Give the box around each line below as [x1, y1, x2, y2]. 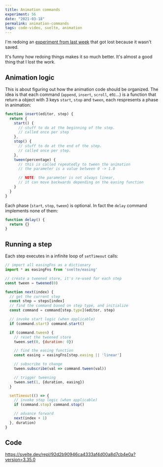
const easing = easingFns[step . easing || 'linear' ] [14, 353, 122, 358]
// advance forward [14, 411, 54, 416]
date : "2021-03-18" [5, 16, 45, 21]
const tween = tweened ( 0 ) [5, 280, 58, 285]
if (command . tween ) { [9, 330, 54, 335]
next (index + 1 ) [14, 416, 48, 421]
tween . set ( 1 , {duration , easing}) [14, 379, 84, 384]
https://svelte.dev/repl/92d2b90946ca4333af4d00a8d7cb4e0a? [5, 451, 136, 458]
